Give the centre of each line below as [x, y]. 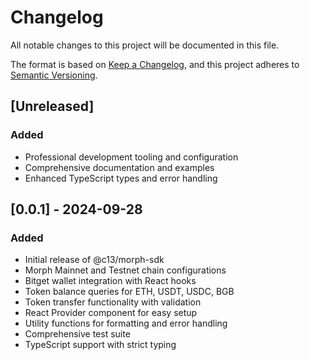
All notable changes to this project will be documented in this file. [145, 45]
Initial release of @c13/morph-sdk [94, 260]
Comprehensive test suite [77, 334]
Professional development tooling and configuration [131, 157]
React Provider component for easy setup [111, 313]
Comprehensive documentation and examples [119, 167]
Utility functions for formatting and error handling [126, 323]
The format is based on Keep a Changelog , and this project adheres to [155, 64]
